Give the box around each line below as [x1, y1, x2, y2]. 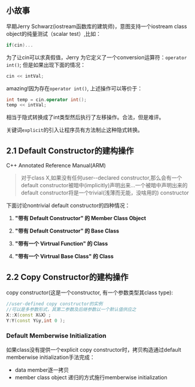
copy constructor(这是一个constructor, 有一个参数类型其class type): [6, 289, 173, 296]
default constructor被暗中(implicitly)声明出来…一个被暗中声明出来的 [20, 182, 188, 189]
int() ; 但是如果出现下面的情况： [6, 61, 86, 68]
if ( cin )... [6, 42, 33, 48]
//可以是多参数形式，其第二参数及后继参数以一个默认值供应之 [6, 306, 136, 312]
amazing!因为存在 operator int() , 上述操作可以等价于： [6, 84, 143, 92]
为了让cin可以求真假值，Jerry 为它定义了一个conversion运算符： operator [6, 53, 187, 61]
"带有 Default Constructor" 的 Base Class [14, 227, 120, 234]
